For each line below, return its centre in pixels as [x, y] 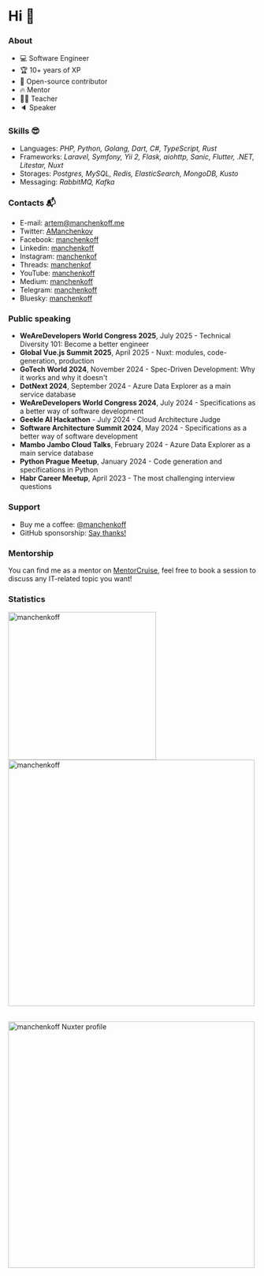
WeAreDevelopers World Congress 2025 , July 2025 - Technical [125, 336]
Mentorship [31, 553]
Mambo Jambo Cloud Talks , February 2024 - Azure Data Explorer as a [135, 445]
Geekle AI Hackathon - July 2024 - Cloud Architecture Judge [120, 420]
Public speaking [39, 319]
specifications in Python [59, 470]
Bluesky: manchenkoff [56, 298]
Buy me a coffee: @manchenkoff [73, 524]
